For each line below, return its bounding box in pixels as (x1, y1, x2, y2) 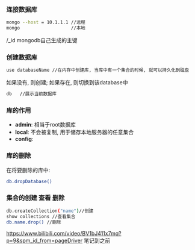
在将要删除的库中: (6, 166, 51, 173)
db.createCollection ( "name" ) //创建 (6, 208, 94, 214)
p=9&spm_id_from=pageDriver (6, 237, 83, 245)
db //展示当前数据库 (6, 91, 57, 97)
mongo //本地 (6, 25, 85, 31)
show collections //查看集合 (6, 213, 76, 219)
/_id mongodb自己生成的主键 (6, 37, 78, 44)
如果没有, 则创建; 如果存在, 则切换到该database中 (6, 79, 128, 86)
